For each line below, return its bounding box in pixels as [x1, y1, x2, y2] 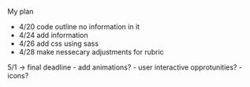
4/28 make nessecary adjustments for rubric [18, 47, 165, 56]
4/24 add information [18, 31, 88, 40]
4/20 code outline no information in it [18, 22, 140, 31]
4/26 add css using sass [18, 39, 99, 48]
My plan [7, 7, 34, 16]
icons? [7, 71, 29, 80]
